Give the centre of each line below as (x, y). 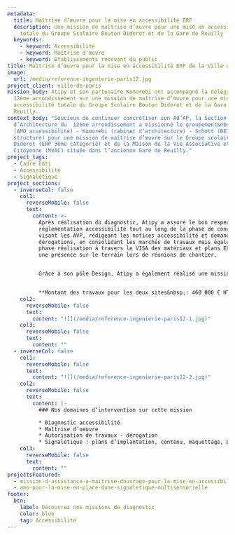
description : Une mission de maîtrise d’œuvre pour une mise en (109, 27)
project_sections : (34, 183)
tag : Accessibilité (48, 520)
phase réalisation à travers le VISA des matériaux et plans (129, 249)
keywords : (28, 40)
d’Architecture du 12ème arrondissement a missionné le (98, 124)
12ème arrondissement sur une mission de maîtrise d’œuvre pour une (115, 99)
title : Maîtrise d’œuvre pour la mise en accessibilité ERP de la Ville (115, 66)
